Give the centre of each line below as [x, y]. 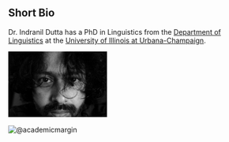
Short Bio [32, 13]
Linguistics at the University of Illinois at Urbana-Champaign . [107, 40]
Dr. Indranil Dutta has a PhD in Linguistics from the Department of [114, 32]
